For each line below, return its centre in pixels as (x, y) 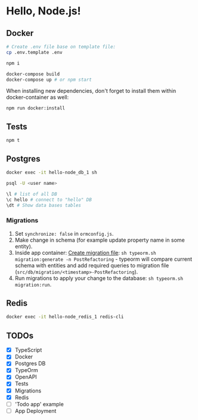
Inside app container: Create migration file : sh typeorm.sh (85, 252)
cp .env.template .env (34, 52)
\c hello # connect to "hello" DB (49, 200)
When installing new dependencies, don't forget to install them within (91, 91)
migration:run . (33, 284)
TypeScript (28, 350)
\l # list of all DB (32, 194)
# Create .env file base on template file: (61, 47)
